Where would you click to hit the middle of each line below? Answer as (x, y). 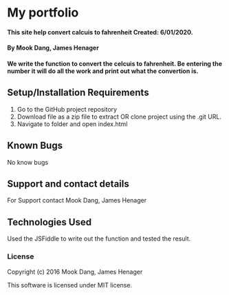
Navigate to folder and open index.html (72, 124)
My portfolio (43, 13)
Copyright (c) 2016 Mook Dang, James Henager (75, 272)
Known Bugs (35, 146)
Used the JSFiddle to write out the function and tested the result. (99, 238)
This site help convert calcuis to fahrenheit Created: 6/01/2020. (100, 32)
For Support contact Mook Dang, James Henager (77, 201)
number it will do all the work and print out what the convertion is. (103, 71)
